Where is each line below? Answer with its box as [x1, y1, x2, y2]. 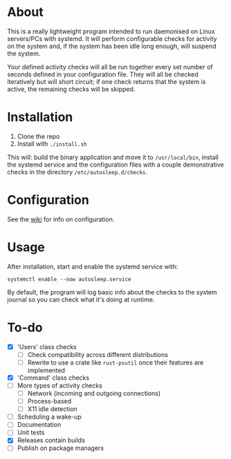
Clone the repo [17, 132, 60, 140]
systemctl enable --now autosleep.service [7, 276, 131, 283]
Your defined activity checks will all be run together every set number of [7, 62, 213, 71]
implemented [27, 366, 66, 374]
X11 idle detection [27, 405, 77, 413]
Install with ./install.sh [17, 140, 87, 148]
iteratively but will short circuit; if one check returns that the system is [7, 77, 206, 85]
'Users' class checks [17, 342, 77, 351]
